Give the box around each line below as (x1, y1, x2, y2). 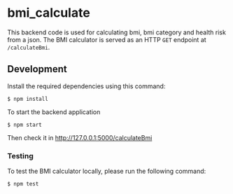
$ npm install (7, 95, 49, 102)
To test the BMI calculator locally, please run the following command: (7, 167, 206, 176)
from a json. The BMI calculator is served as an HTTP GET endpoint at (7, 35, 206, 43)
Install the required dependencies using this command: (7, 82, 166, 90)
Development (7, 63, 68, 75)
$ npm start (7, 121, 42, 128)
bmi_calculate (7, 5, 91, 21)
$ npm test (7, 181, 39, 188)
